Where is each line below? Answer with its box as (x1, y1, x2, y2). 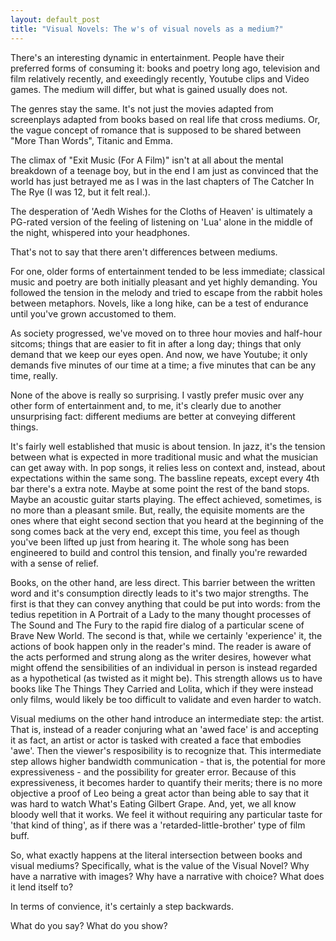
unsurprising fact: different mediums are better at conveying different (10, 410, 296, 422)
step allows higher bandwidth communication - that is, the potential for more (10, 755, 326, 767)
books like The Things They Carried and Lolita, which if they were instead (10, 682, 314, 695)
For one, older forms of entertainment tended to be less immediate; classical (10, 265, 325, 277)
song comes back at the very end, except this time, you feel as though (10, 525, 300, 537)
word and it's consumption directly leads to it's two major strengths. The (10, 587, 309, 599)
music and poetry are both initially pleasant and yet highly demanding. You (10, 276, 318, 288)
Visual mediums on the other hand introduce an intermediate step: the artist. (10, 712, 325, 725)
